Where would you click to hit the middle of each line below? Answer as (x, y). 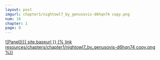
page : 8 (13, 28)
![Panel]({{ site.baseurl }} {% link (39, 42)
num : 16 (13, 19)
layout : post (19, 10)
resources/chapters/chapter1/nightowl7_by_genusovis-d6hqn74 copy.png (80, 47)
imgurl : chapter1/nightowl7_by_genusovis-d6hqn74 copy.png (68, 14)
